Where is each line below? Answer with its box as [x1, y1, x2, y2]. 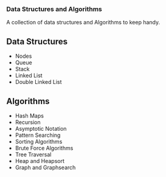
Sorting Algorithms [15, 137, 63, 145]
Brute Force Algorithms [15, 144, 74, 151]
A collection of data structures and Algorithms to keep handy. [6, 19, 161, 26]
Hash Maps [15, 112, 44, 119]
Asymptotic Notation [15, 125, 67, 132]
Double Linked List [15, 78, 62, 86]
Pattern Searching [15, 131, 61, 139]
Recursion [15, 118, 41, 126]
